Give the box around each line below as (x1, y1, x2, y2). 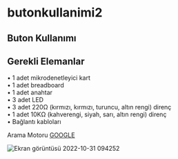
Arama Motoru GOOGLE (7, 131, 75, 139)
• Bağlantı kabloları (7, 118, 61, 126)
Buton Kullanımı (7, 32, 77, 44)
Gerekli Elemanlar (7, 55, 85, 67)
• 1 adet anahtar (7, 88, 53, 97)
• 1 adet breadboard (7, 81, 64, 89)
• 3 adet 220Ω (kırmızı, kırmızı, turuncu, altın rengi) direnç (7, 103, 172, 112)
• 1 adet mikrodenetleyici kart (7, 74, 91, 82)
